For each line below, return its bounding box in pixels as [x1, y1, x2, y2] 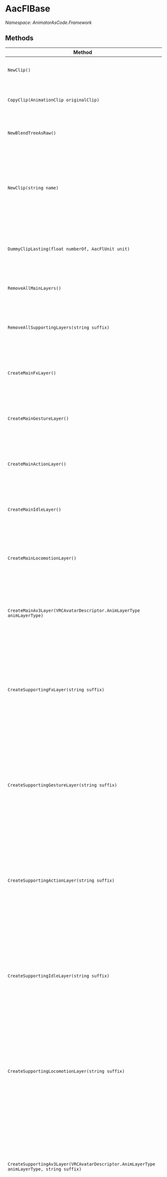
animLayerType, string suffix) [7, 1166, 82, 1172]
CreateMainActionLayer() [7, 461, 67, 467]
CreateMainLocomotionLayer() [7, 555, 77, 561]
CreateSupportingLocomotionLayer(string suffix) [7, 1068, 125, 1074]
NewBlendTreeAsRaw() [7, 130, 56, 136]
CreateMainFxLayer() [7, 370, 56, 376]
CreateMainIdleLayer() [7, 507, 61, 512]
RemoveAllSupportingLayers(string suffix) [7, 325, 110, 330]
